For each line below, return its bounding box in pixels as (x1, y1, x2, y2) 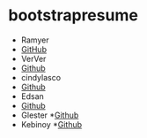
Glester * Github (20, 110, 79, 120)
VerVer (20, 53, 47, 64)
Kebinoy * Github (20, 119, 83, 129)
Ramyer (20, 34, 49, 45)
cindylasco (20, 72, 62, 82)
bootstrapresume (8, 5, 138, 26)
